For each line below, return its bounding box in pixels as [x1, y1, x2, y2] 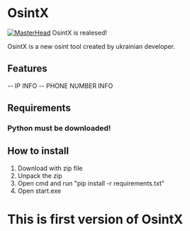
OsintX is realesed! [52, 28, 108, 37]
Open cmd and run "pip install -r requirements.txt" [17, 179, 165, 187]
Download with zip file [17, 164, 83, 172]
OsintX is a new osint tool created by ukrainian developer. [7, 42, 176, 50]
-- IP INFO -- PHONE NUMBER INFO [7, 81, 113, 90]
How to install [7, 145, 69, 157]
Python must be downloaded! [7, 123, 111, 133]
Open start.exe [17, 186, 62, 195]
